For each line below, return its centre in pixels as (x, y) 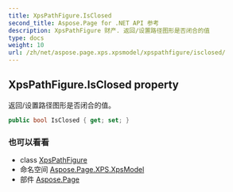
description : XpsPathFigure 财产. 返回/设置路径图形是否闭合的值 (109, 30)
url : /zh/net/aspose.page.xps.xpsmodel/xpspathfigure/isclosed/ (117, 53)
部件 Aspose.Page (49, 179)
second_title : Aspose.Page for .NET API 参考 (83, 23)
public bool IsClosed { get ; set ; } (69, 120)
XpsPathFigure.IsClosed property (93, 85)
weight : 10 (26, 45)
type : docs (26, 38)
